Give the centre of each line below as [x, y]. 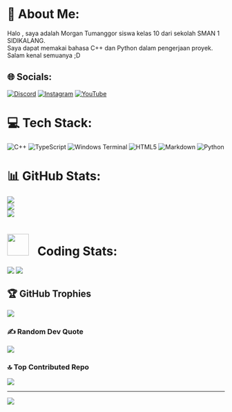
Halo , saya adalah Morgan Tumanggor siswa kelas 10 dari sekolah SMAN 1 [113, 33]
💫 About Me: [43, 14]
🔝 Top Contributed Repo [48, 367]
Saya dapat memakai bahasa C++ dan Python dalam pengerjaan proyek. [110, 48]
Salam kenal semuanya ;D [44, 55]
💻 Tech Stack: [50, 123]
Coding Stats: [77, 251]
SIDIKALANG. [27, 40]
